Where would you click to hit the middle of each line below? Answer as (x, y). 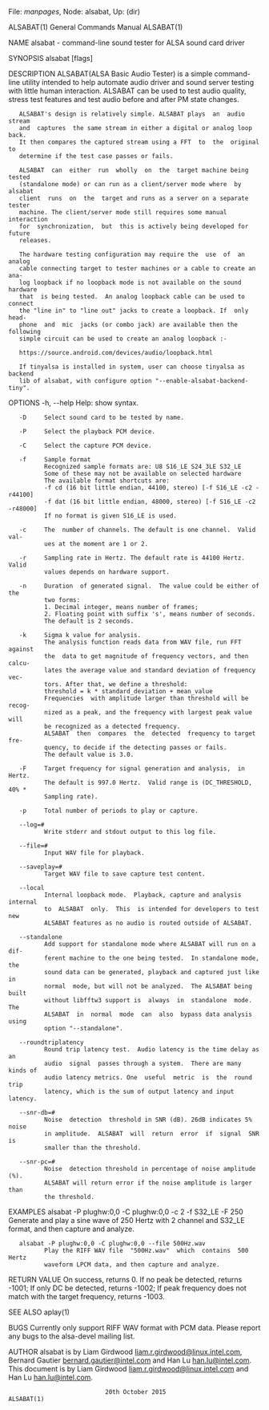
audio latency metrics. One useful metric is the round (148, 1078)
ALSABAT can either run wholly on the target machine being (134, 170)
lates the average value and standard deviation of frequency (150, 670)
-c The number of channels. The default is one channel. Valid (137, 530)
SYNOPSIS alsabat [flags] (51, 58)
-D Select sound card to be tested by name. (101, 417)
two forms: (62, 600)
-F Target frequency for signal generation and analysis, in (132, 769)
